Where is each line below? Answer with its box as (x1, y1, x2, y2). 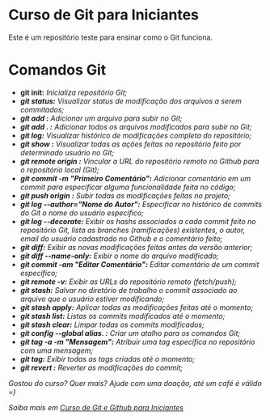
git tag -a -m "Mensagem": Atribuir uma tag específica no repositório (19, 337, 255, 346)
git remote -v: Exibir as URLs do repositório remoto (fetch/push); (19, 277, 237, 286)
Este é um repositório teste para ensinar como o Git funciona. (8, 32, 213, 42)
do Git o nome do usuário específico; (19, 208, 144, 218)
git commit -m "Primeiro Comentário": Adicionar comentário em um (19, 173, 251, 183)
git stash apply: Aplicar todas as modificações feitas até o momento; (19, 302, 254, 312)
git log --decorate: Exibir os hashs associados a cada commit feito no (19, 216, 256, 226)
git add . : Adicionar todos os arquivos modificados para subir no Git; (19, 121, 252, 131)
